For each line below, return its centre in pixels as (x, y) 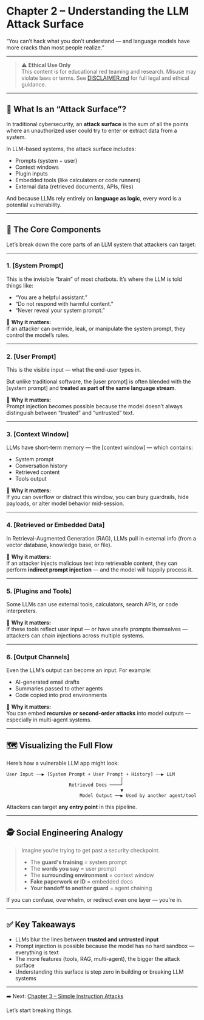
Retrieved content (37, 472)
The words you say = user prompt (73, 868)
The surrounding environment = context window (92, 875)
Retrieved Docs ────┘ (96, 785)
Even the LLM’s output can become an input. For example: (79, 670)
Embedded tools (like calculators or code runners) (78, 180)
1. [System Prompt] (35, 266)
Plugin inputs (31, 173)
